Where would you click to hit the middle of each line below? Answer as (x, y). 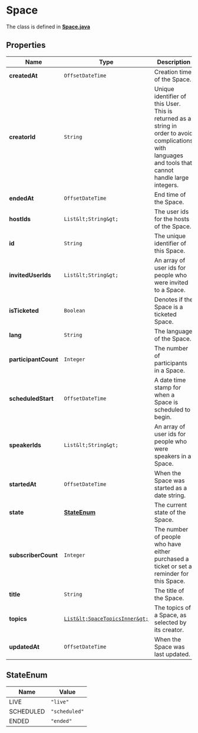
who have (168, 544)
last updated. (172, 654)
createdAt (24, 76)
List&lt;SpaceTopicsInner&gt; (106, 619)
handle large (171, 177)
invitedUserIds (30, 275)
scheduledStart (32, 398)
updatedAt (24, 647)
